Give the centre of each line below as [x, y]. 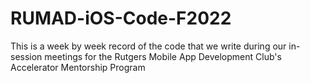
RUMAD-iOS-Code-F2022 [121, 18]
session [26, 56]
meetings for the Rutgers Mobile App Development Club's [163, 56]
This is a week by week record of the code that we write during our [148, 46]
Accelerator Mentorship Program [78, 67]
